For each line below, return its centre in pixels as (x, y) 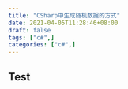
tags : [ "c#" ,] (32, 37)
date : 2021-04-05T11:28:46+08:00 (63, 23)
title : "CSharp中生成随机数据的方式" (64, 15)
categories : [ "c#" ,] (42, 45)
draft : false (30, 30)
